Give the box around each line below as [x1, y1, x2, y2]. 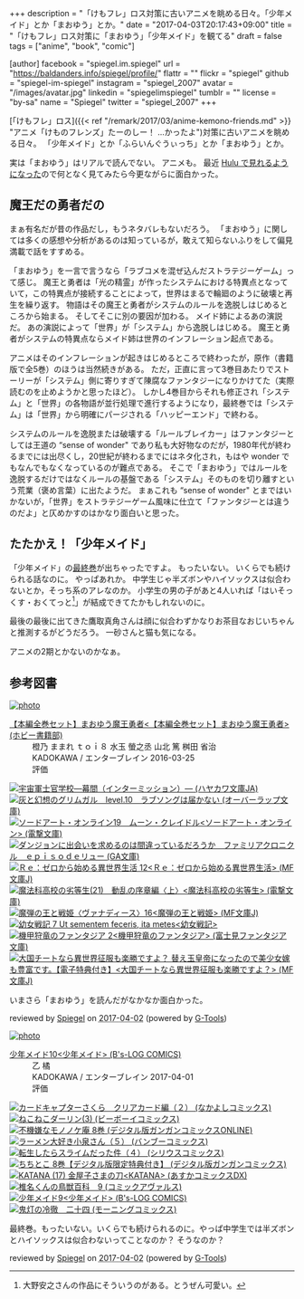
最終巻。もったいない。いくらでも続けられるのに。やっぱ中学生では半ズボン [9, 1223, 295, 1234]
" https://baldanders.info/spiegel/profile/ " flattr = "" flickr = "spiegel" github [9, 68, 290, 79]
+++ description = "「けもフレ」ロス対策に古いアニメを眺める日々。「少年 [9, 8, 285, 18]
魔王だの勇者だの [9, 197, 105, 213]
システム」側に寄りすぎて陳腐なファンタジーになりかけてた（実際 [48, 375, 295, 386]
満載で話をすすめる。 [9, 245, 89, 256]
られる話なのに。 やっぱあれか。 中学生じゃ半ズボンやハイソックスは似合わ [9, 573, 291, 584]
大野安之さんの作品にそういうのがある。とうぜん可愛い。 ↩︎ [22, 1280, 246, 1291]
